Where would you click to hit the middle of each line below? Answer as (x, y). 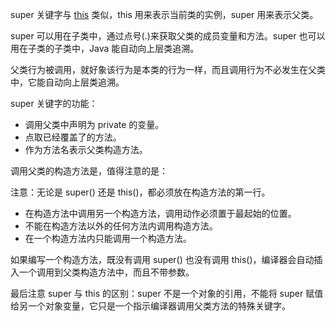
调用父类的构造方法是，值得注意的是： (89, 171)
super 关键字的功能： (54, 103)
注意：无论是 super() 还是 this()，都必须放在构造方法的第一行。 (140, 192)
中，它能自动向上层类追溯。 (67, 82)
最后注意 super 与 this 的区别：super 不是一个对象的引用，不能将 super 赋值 (167, 293)
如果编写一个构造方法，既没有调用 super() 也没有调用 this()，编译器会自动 (162, 259)
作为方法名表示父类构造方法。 (86, 149)
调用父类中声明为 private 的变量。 (94, 124)
